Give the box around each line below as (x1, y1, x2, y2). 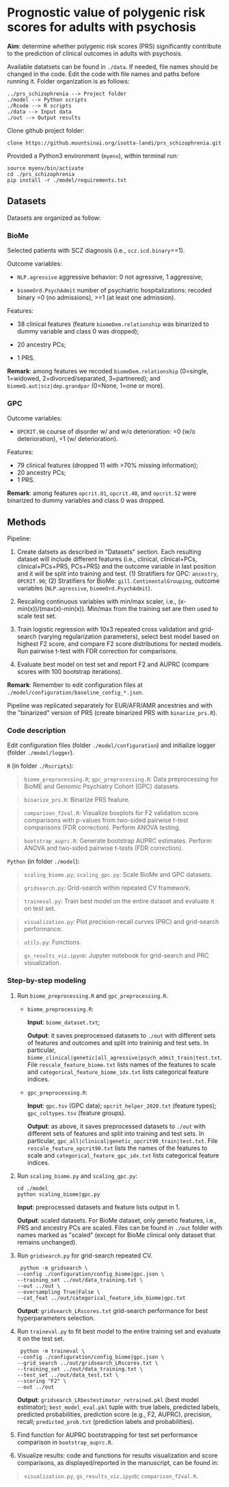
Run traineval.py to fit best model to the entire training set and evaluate (16, 1327, 221, 1335)
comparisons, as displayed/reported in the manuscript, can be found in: (16, 1458, 219, 1466)
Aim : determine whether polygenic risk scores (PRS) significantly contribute (7, 42, 221, 50)
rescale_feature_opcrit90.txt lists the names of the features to (27, 1144, 208, 1152)
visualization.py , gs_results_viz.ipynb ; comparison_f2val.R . (23, 1471, 198, 1480)
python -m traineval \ (20, 1347, 85, 1354)
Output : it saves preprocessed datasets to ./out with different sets (27, 1031, 216, 1039)
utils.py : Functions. (23, 938, 82, 947)
